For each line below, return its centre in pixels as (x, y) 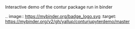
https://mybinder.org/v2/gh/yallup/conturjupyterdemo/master (67, 22)
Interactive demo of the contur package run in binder (59, 7)
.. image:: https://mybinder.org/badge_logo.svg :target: (61, 16)
